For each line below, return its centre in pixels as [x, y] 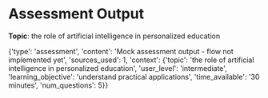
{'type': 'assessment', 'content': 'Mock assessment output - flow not [121, 51]
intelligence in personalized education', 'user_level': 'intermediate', [118, 68]
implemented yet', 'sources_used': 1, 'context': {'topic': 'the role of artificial [131, 60]
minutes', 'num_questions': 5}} [58, 85]
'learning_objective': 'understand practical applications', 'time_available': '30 [134, 76]
